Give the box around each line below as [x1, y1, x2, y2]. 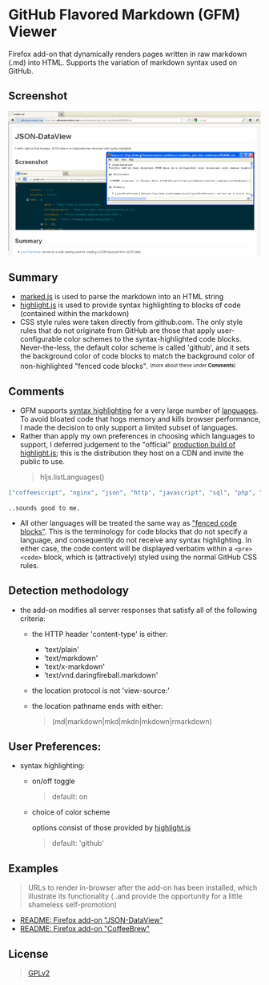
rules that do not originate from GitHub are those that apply [19, 326, 216, 335]
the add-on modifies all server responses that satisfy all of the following [19, 605, 258, 615]
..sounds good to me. [8, 504, 81, 512]
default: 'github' [51, 839, 105, 848]
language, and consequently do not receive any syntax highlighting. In [19, 535, 252, 545]
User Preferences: [8, 740, 102, 754]
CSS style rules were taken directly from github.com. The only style [19, 318, 243, 327]
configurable [19, 334, 62, 344]
